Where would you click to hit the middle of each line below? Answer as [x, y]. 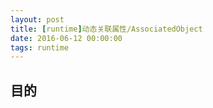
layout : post [37, 19]
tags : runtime [40, 47]
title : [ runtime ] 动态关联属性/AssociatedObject [106, 29]
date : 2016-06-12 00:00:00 [66, 38]
